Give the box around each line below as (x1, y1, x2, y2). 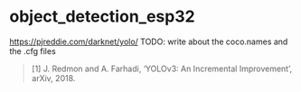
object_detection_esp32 (9, 6, 196, 27)
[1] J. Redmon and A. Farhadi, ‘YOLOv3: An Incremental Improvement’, (31, 63, 292, 74)
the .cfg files (9, 45, 56, 56)
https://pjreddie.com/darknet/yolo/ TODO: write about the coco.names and (9, 36, 288, 47)
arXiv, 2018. (31, 72, 76, 83)
